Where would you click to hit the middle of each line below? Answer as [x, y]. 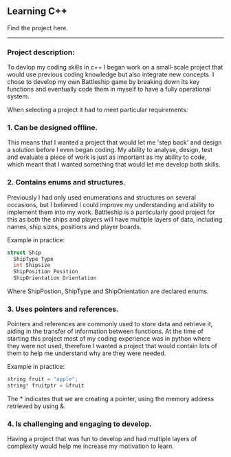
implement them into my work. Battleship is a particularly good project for [111, 212]
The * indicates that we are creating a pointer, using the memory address [111, 399]
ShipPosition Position [46, 272]
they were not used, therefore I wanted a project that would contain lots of [112, 346]
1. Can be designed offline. [53, 128]
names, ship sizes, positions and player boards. [75, 226]
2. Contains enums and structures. [66, 182]
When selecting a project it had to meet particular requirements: [98, 110]
